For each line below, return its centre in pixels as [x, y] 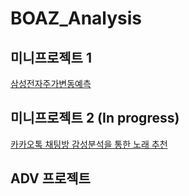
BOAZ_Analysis [76, 18]
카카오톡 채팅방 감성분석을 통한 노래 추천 [89, 144]
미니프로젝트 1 [51, 57]
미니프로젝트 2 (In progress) [95, 118]
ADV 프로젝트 [50, 178]
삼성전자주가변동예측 [51, 83]
